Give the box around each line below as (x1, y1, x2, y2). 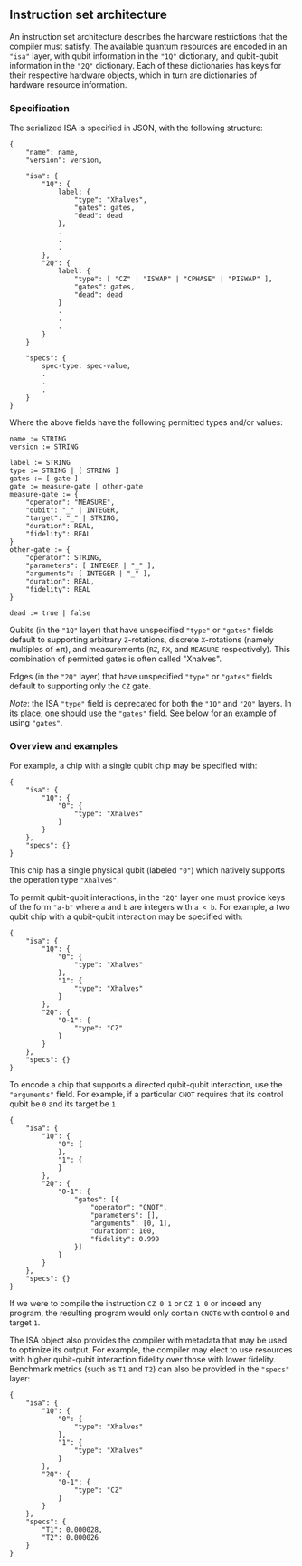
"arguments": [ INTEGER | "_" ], (25, 569, 152, 578)
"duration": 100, (90, 1227, 156, 1236)
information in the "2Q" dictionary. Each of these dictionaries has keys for (9, 60, 282, 71)
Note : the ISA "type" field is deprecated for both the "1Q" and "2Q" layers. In (9, 698, 292, 709)
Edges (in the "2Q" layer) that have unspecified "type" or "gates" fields (9, 671, 273, 682)
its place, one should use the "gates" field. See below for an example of (9, 707, 278, 718)
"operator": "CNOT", (90, 1203, 168, 1212)
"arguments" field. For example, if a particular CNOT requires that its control (9, 1089, 284, 1100)
